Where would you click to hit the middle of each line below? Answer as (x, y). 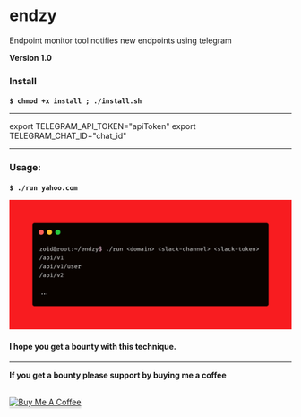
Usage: (26, 168)
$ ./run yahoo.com (43, 188)
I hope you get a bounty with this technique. (93, 347)
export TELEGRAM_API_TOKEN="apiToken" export (103, 126)
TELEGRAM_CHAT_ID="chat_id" (68, 136)
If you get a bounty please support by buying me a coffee (118, 375)
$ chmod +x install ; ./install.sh (76, 101)
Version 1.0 (30, 57)
